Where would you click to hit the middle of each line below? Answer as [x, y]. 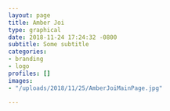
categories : [27, 52]
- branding [26, 59]
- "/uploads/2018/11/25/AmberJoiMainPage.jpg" [85, 88]
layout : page [29, 15]
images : [21, 81]
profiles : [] [29, 73]
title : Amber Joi [36, 23]
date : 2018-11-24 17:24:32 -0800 [63, 37]
